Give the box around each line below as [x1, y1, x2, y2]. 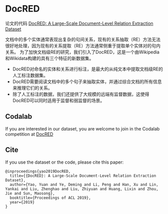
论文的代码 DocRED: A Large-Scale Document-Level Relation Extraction [5, 20, 153, 26]
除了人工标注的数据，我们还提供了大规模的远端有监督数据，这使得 [12, 91, 149, 97]
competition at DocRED [5, 131, 54, 137]
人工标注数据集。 [12, 72, 48, 78]
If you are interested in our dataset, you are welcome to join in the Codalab [5, 125, 160, 131]
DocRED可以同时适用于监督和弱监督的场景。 [12, 97, 105, 103]
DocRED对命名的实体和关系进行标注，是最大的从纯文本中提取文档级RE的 [12, 66, 163, 72]
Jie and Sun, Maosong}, [5, 191, 55, 196]
